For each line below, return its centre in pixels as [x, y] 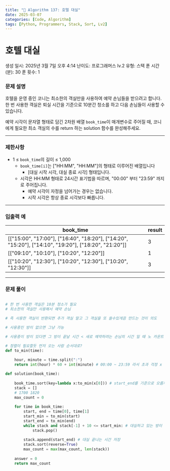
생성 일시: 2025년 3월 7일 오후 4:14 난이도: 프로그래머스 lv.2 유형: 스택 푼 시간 [82, 66]
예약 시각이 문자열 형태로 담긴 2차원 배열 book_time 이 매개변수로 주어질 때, [79, 122]
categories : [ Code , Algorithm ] [38, 19]
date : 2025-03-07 [24, 15]
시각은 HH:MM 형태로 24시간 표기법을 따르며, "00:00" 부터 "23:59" [88, 178]
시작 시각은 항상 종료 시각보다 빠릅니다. [66, 197]
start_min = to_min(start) [52, 416]
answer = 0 [26, 459]
